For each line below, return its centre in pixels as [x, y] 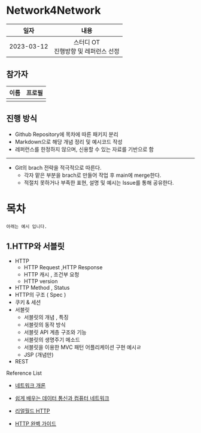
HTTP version [41, 281]
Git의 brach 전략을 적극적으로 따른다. [58, 167]
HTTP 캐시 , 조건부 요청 [51, 275]
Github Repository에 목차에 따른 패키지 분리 [66, 134]
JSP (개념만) [39, 355]
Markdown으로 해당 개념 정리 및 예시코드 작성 [68, 142]
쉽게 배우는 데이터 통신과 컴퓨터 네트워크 [62, 398]
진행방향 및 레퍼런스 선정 [86, 51]
